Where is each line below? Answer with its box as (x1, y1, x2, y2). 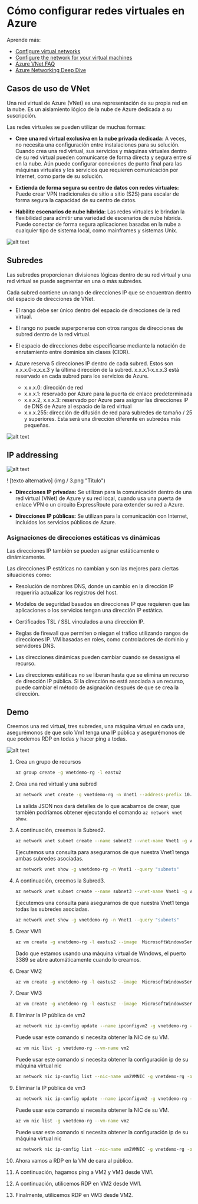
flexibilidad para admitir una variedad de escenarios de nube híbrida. (15, 214, 183, 221)
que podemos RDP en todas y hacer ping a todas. (6, 735, 127, 742)
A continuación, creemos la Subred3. (15, 877, 105, 884)
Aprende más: (6, 36, 41, 43)
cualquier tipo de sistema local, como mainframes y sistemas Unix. (15, 226, 178, 234)
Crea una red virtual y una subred (15, 780, 97, 787)
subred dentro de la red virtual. (15, 330, 91, 337)
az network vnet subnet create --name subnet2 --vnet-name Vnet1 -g (15, 838, 187, 844)
